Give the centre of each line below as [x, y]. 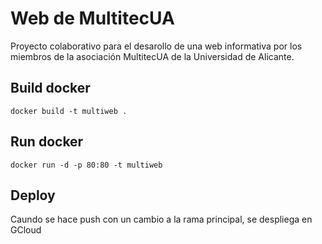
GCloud [26, 230]
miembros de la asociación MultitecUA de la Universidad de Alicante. [152, 56]
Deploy [33, 195]
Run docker [47, 142]
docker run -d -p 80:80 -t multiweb [86, 165]
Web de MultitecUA [92, 18]
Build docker [50, 88]
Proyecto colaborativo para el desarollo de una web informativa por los [156, 46]
